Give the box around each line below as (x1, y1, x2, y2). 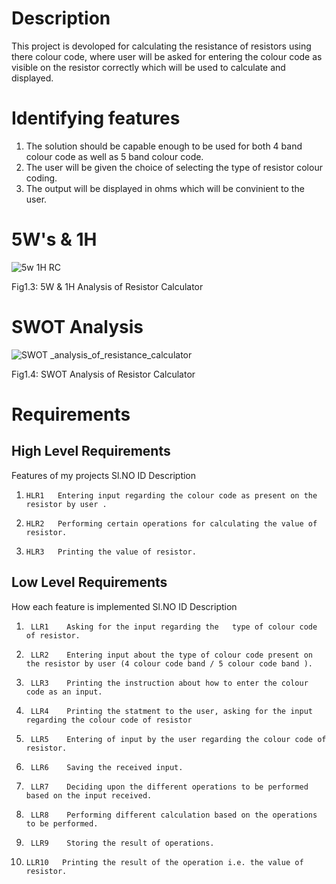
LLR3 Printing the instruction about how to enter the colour (30, 678, 309, 688)
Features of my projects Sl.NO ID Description (11, 469, 197, 481)
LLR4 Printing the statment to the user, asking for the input (30, 706, 313, 716)
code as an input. (25, 687, 103, 697)
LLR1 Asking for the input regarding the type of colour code (30, 622, 318, 632)
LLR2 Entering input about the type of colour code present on (30, 650, 313, 660)
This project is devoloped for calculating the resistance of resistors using (11, 40, 312, 52)
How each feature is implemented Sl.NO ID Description (11, 600, 238, 612)
